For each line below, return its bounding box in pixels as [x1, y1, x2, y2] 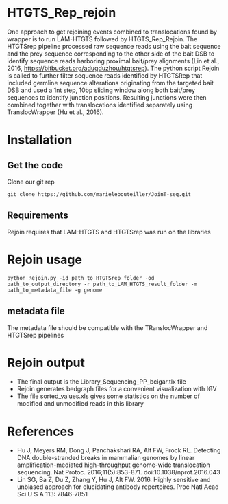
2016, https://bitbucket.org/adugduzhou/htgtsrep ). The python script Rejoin [7, 64, 220, 72]
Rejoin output [7, 355, 86, 371]
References [7, 424, 74, 439]
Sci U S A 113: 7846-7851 [16, 490, 88, 498]
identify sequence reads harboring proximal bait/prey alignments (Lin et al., [7, 56, 220, 65]
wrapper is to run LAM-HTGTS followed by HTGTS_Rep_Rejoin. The [7, 34, 198, 43]
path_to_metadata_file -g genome [7, 287, 103, 294]
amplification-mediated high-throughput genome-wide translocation [16, 461, 210, 469]
